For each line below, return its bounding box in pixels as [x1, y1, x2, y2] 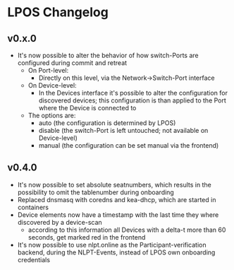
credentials [17, 255, 51, 264]
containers [17, 203, 49, 211]
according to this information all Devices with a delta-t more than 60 [27, 225, 226, 234]
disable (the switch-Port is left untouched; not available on [38, 127, 209, 134]
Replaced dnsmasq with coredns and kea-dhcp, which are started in [17, 195, 216, 204]
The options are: [27, 111, 76, 119]
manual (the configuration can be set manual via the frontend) [38, 141, 219, 149]
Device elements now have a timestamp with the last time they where [17, 210, 219, 219]
